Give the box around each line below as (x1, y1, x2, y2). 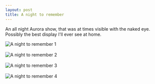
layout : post (5, 7, 33, 13)
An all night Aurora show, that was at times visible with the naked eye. (5, 26, 150, 32)
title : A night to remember (5, 12, 65, 17)
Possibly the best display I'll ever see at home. (5, 31, 102, 37)
